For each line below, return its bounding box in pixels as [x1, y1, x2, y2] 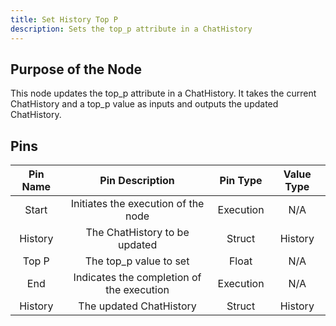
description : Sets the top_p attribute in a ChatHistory [10, 24, 253, 34]
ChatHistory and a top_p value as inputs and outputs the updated [10, 98, 279, 110]
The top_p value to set [84, 254, 190, 268]
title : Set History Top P [10, 14, 118, 25]
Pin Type [219, 174, 263, 188]
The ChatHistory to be [85, 226, 190, 240]
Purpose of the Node [10, 61, 142, 78]
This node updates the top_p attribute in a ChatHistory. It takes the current [10, 87, 317, 100]
